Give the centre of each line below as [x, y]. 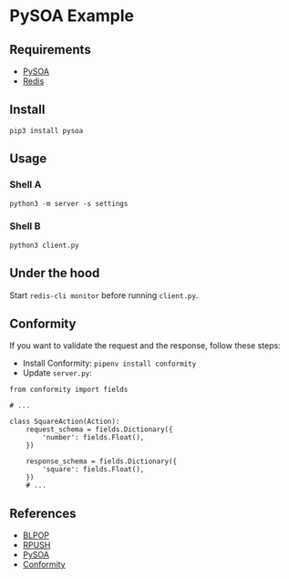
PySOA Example [72, 16]
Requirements [50, 50]
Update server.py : [57, 373]
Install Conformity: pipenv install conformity [109, 363]
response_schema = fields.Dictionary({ [102, 461]
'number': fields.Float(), [93, 438]
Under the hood [55, 273]
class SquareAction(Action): [65, 422]
